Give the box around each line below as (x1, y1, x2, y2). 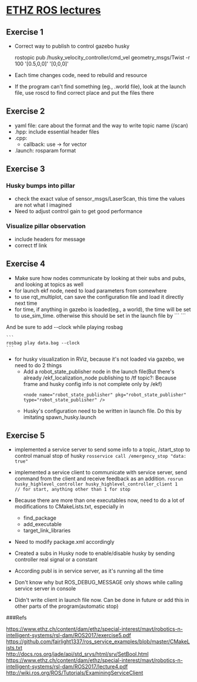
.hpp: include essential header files (14, 128, 100, 135)
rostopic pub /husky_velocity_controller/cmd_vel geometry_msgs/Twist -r (14, 54, 191, 61)
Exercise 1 (6, 27, 44, 37)
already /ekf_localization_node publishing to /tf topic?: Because (23, 374, 177, 381)
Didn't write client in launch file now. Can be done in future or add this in (14, 597, 189, 604)
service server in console (14, 585, 76, 592)
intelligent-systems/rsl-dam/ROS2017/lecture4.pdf (6, 663, 128, 670)
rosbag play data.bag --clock (6, 340, 80, 346)
